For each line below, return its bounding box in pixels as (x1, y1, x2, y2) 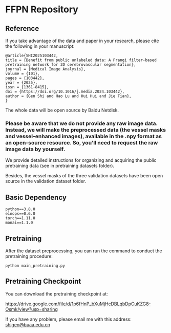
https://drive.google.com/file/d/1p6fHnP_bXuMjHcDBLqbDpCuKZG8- (5, 301, 151, 307)
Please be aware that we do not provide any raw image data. (5, 120, 158, 127)
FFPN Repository (5, 4, 78, 15)
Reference (5, 24, 39, 33)
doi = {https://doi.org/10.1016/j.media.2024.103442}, (5, 89, 125, 94)
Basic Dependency (5, 193, 67, 201)
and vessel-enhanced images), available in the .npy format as (5, 133, 162, 140)
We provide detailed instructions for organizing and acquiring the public (5, 157, 157, 163)
